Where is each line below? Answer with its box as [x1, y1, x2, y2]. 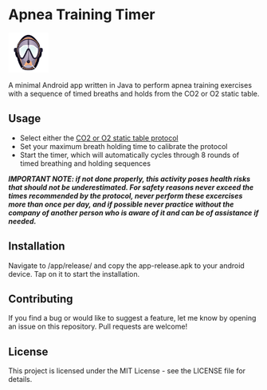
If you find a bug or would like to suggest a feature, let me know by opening [8, 313, 257, 323]
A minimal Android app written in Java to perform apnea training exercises [8, 80, 253, 89]
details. [8, 375, 33, 384]
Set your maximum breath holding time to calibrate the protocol [19, 141, 228, 151]
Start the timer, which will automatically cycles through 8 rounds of [19, 150, 240, 160]
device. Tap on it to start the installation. [8, 269, 140, 278]
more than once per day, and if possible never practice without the [8, 199, 234, 209]
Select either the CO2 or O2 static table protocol [19, 133, 179, 143]
